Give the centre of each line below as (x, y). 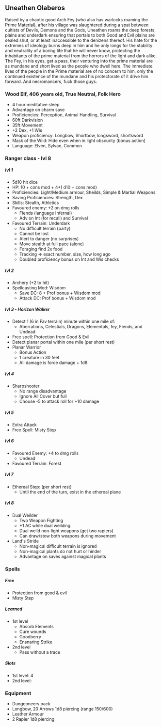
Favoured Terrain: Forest (37, 463)
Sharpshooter (26, 386)
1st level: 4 (23, 675)
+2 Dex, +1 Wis (27, 130)
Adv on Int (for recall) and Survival (54, 218)
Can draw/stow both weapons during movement (68, 536)
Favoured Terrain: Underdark (41, 223)
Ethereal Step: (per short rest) (42, 487)
